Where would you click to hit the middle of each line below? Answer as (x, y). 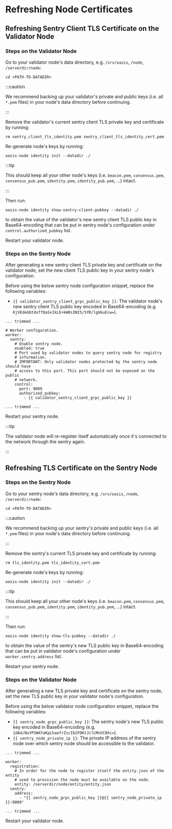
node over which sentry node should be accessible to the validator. (84, 744)
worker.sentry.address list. (34, 656)
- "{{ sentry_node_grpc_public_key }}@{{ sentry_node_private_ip (90, 798)
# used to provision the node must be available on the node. (82, 780)
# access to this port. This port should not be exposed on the (85, 371)
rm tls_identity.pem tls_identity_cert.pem (53, 563)
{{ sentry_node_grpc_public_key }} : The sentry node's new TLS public (88, 722)
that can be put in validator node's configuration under (63, 651)
